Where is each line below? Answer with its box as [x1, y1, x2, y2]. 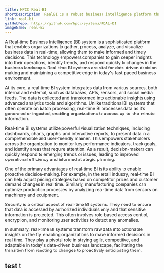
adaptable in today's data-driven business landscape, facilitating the [5, 242, 143, 248]
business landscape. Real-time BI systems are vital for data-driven [5, 65, 139, 71]
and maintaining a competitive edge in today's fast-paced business [20, 70, 156, 76]
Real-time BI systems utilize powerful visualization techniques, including [5, 125, 150, 131]
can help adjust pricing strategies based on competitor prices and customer [5, 177, 158, 182]
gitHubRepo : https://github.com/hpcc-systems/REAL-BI [5, 21, 117, 26]
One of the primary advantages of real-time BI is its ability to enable [5, 166, 142, 172]
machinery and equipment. [5, 192, 60, 198]
